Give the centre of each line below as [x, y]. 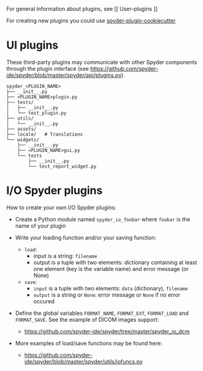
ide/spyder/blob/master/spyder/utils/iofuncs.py [84, 361]
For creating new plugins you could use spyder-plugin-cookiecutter [91, 20]
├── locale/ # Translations [45, 134]
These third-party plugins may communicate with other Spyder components [102, 62]
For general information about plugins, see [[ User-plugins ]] [82, 9]
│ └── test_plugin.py [37, 113]
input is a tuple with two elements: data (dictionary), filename [111, 288]
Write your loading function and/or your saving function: [86, 237]
